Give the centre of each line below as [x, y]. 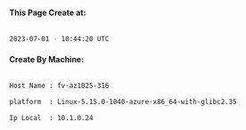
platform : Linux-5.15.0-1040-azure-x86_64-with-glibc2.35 [123, 102]
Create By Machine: [47, 59]
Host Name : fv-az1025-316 [59, 86]
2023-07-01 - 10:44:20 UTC [59, 39]
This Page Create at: [48, 12]
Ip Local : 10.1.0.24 [51, 118]
